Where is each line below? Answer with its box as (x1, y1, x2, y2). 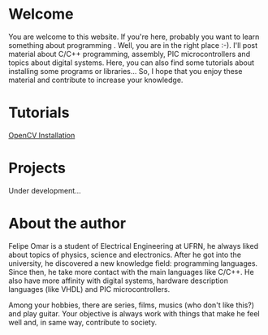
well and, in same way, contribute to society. (8, 317, 157, 327)
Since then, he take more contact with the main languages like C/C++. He (8, 267, 254, 276)
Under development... (8, 185, 81, 195)
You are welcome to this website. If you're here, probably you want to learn (8, 32, 260, 41)
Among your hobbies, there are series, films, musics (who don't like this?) (8, 300, 254, 310)
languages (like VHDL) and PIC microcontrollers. (8, 284, 171, 294)
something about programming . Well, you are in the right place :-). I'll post (8, 40, 258, 50)
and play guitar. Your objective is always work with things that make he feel (8, 308, 260, 318)
